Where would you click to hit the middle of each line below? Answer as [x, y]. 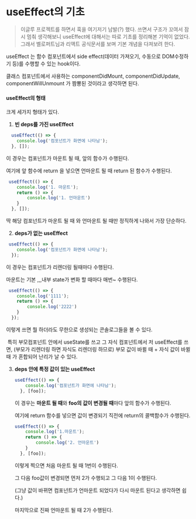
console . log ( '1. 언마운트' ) [59, 198]
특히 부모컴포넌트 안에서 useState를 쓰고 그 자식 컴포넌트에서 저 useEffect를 [95, 342]
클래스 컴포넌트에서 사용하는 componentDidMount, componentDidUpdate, [93, 76]
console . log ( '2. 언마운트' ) [68, 443]
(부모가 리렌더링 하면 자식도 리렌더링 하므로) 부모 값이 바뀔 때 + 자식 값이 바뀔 [102, 349]
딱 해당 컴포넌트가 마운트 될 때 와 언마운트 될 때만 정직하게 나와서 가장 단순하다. [97, 221]
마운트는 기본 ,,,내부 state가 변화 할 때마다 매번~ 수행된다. [72, 279]
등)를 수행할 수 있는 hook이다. [46, 63]
